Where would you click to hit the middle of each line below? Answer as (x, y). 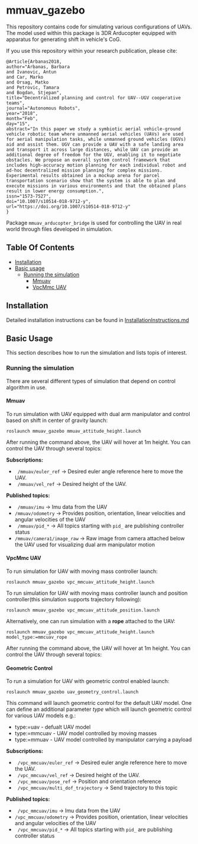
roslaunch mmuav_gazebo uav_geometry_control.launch (72, 692)
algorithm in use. (27, 387)
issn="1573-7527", (29, 196)
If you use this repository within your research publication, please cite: (92, 50)
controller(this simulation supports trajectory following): (74, 600)
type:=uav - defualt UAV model (53, 727)
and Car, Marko (25, 77)
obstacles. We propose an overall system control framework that (88, 160)
